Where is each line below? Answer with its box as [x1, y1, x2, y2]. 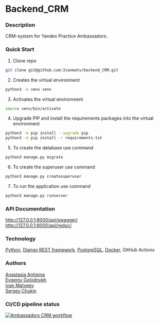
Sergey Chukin [5, 288, 37, 294]
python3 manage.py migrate [5, 155, 63, 160]
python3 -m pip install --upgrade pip [5, 130, 88, 136]
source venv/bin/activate [5, 106, 61, 111]
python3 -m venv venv [5, 87, 52, 92]
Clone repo [12, 58, 37, 64]
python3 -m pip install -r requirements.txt [5, 136, 102, 141]
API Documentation [5, 205, 56, 212]
